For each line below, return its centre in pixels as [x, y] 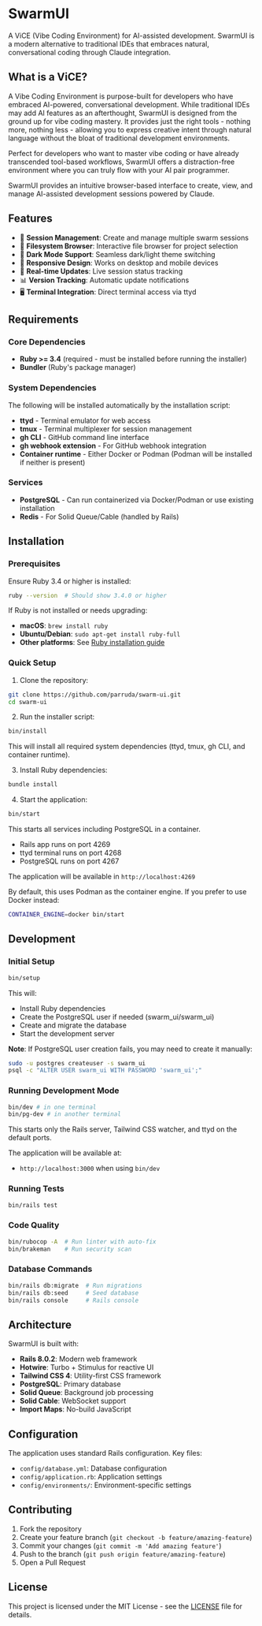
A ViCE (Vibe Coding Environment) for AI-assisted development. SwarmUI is [131, 35]
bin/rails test [33, 1205]
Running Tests [36, 1189]
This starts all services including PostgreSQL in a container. [104, 830]
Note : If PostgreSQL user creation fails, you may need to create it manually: [131, 1049]
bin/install [28, 731]
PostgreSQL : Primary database [70, 1384]
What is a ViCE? [48, 77]
